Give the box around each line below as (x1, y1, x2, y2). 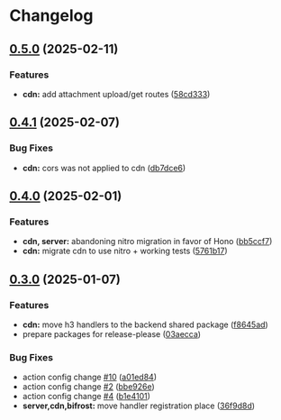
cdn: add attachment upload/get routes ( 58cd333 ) (22, 88, 211, 99)
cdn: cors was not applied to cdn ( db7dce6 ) (22, 162, 186, 173)
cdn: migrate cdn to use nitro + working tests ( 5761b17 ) (22, 245, 228, 257)
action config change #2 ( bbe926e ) (22, 381, 155, 392)
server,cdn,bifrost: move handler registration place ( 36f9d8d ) (22, 400, 255, 411)
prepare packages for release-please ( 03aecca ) (22, 328, 201, 339)
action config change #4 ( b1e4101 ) (22, 391, 151, 402)
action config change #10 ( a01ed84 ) (22, 371, 158, 383)
